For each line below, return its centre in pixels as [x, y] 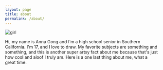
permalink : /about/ [25, 18]
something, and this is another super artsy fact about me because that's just [81, 52]
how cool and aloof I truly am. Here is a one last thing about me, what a [76, 57]
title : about [18, 14]
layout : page [18, 9]
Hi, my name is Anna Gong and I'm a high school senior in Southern [73, 42]
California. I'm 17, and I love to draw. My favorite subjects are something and [81, 47]
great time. [16, 62]
